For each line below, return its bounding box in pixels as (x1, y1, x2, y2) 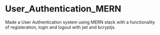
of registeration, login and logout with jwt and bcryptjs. (5, 24, 116, 30)
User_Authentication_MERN (5, 3, 122, 14)
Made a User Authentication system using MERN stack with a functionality (5, 19, 156, 25)
